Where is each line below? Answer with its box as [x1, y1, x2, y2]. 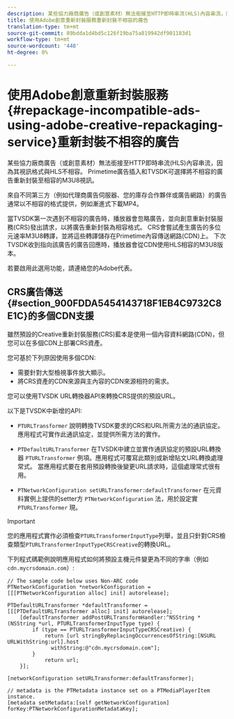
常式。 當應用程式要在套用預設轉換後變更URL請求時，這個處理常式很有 [17, 462, 221, 471]
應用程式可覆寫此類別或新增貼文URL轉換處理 [95, 453, 224, 461]
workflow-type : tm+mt [7, 36, 70, 43]
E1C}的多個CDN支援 [7, 310, 94, 322]
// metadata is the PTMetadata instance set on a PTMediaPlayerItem [7, 687, 210, 694]
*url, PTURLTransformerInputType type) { [38, 620, 160, 627]
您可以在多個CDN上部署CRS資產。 [7, 338, 107, 347]
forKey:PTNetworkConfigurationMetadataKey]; [7, 705, 139, 712]
